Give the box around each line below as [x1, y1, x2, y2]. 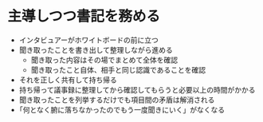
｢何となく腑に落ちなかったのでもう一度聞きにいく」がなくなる [18, 104, 225, 114]
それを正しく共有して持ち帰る [18, 75, 117, 85]
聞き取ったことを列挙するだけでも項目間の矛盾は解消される [18, 95, 215, 104]
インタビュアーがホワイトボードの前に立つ [18, 35, 159, 45]
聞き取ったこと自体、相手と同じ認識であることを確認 [30, 65, 206, 74]
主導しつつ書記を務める [7, 7, 161, 26]
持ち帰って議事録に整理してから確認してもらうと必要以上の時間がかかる [18, 85, 256, 94]
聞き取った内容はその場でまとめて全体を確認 [30, 55, 179, 65]
